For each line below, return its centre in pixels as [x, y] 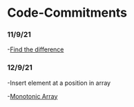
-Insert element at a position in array [59, 83]
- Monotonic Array [32, 96]
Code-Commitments [67, 13]
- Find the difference [36, 49]
